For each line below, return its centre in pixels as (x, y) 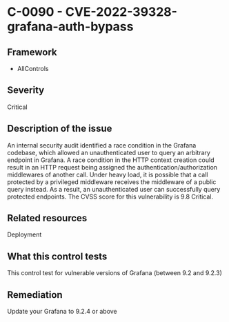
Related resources (47, 218)
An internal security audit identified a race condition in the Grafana (102, 145)
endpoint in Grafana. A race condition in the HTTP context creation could (111, 160)
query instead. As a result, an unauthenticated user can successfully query (114, 189)
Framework (32, 52)
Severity (26, 90)
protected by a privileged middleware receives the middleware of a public (112, 182)
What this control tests (57, 256)
